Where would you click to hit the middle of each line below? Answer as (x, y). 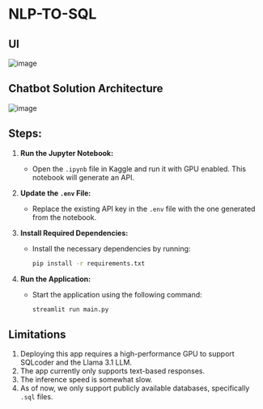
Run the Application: (55, 279)
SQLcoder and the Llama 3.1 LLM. (76, 363)
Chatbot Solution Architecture (86, 89)
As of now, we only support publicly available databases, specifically (135, 388)
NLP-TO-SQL (53, 14)
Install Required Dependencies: (74, 233)
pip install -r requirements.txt (89, 264)
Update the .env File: (55, 193)
